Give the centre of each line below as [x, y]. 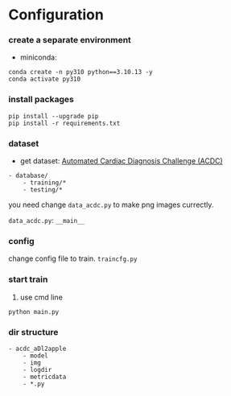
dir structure [33, 332]
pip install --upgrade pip [54, 116]
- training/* [45, 183]
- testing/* [43, 190]
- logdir [37, 369]
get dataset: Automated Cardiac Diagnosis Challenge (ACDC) [121, 161]
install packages [41, 100]
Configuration [56, 15]
